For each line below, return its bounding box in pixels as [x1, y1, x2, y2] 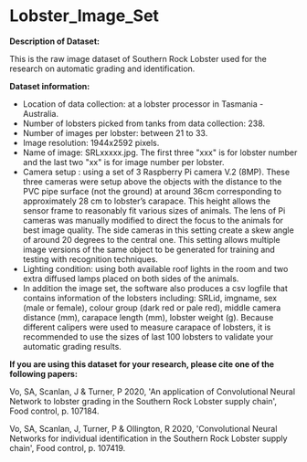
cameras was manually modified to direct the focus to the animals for [22, 215, 284, 226]
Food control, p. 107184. [9, 405, 100, 416]
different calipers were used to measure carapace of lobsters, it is [22, 321, 271, 332]
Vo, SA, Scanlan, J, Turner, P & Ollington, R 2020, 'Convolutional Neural [9, 423, 278, 434]
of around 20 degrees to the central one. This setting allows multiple [22, 234, 281, 245]
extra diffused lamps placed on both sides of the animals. [22, 273, 239, 284]
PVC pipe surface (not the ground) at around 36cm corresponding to [22, 185, 281, 196]
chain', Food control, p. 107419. [9, 442, 126, 453]
